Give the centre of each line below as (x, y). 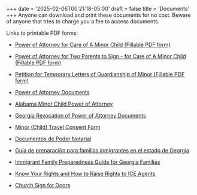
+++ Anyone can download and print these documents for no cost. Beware (99, 15)
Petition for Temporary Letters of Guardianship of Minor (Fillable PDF (100, 74)
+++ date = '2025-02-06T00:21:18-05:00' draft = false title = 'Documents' (98, 9)
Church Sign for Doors (43, 185)
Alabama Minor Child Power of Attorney (64, 104)
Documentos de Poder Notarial (53, 139)
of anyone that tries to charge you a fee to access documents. (83, 21)
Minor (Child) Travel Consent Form (57, 127)
